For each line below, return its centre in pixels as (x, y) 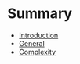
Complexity (37, 52)
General (31, 43)
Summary (40, 14)
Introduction (38, 35)
